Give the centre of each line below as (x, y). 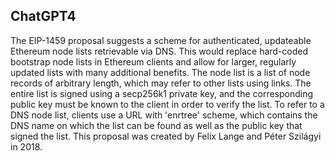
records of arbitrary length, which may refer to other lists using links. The (161, 83)
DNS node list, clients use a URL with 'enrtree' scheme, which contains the (164, 115)
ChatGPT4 (43, 16)
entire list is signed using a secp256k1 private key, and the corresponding (162, 93)
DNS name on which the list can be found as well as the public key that (156, 125)
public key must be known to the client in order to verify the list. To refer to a (167, 104)
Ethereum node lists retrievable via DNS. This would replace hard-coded (159, 51)
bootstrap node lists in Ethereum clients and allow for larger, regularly (153, 61)
